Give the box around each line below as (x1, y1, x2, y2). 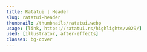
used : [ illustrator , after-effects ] (6, 31, 99, 37)
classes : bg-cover (6, 36, 53, 42)
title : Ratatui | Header (6, 8, 69, 15)
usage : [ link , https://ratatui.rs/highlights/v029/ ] (6, 25, 142, 32)
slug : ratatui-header (6, 14, 61, 20)
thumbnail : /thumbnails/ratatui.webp (6, 20, 102, 26)
